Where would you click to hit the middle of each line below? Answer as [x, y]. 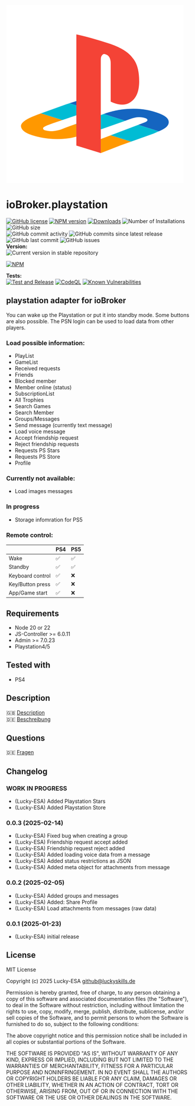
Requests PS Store [37, 457]
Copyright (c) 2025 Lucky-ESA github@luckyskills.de [71, 981]
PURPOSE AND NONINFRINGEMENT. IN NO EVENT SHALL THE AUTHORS [97, 1072]
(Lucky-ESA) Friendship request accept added [71, 842]
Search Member [34, 413]
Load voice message [40, 431]
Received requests [38, 368]
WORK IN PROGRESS [37, 788]
